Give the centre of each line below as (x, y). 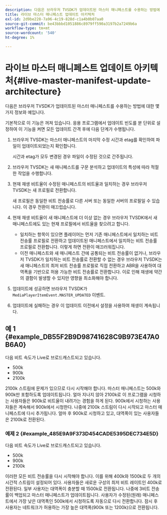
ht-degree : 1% (20, 38)
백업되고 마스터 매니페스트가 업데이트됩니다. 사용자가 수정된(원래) (78, 495)
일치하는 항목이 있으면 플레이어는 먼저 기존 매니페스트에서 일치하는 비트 (89, 234)
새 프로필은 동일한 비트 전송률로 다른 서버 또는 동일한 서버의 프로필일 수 (82, 200)
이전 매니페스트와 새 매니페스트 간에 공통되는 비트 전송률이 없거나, (84, 253)
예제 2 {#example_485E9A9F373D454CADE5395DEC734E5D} (82, 433)
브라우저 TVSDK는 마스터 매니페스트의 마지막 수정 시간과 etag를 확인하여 (83, 140)
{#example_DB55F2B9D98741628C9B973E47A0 (82, 337)
